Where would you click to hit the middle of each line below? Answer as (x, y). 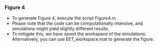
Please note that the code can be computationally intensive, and (77, 23)
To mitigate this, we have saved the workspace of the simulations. (79, 34)
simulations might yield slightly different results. (60, 29)
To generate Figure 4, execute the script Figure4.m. (64, 18)
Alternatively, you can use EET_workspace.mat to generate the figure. (83, 39)
